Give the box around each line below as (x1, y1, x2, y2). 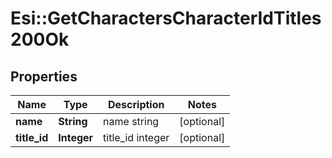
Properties (10, 68, 78, 85)
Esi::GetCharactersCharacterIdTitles (10, 7, 322, 30)
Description (108, 98, 165, 111)
